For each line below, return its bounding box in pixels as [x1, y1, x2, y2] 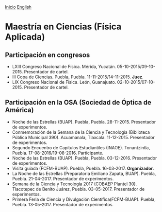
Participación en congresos [5, 51, 90, 59]
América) [5, 106, 34, 114]
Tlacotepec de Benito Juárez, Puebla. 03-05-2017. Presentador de [12, 186, 145, 192]
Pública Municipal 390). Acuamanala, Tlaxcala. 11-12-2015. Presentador [12, 134, 155, 140]
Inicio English [5, 4, 32, 10]
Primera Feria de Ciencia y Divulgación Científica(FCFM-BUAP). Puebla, [12, 196, 156, 202]
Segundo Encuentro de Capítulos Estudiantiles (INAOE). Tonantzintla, [12, 144, 150, 150]
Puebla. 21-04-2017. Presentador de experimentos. [12, 176, 114, 181]
